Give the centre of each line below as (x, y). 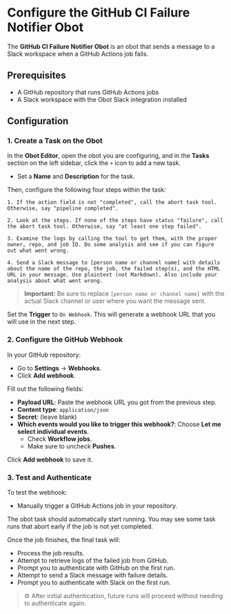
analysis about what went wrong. (55, 281)
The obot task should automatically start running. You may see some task (111, 519)
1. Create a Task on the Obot (55, 141)
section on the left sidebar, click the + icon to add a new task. (94, 163)
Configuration (38, 121)
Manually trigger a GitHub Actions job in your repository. (97, 506)
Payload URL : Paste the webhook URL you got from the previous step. (117, 402)
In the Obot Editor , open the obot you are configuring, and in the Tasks (108, 156)
